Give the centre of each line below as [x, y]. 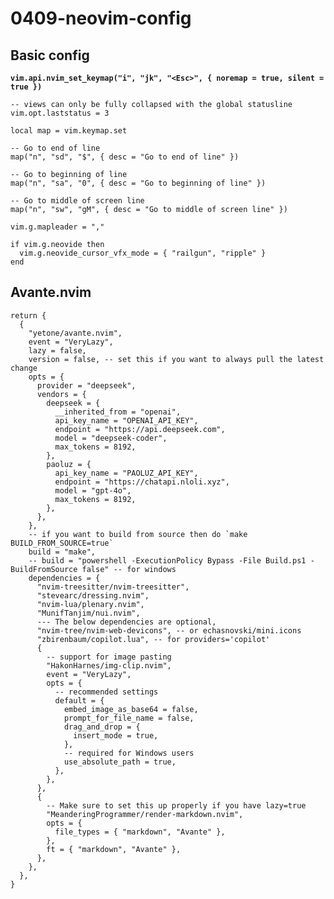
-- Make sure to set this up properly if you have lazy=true [176, 805]
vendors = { [61, 394]
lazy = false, [57, 350]
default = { [79, 700]
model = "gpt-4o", [93, 490]
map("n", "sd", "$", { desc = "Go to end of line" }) [125, 157]
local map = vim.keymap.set [69, 131]
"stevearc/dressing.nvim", [93, 595]
